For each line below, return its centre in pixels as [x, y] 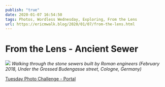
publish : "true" [22, 10]
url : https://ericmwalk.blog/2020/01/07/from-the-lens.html [70, 24]
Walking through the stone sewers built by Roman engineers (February [86, 64]
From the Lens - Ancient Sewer [72, 49]
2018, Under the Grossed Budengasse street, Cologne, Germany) [74, 69]
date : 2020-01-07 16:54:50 [34, 15]
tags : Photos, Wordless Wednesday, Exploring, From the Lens [71, 19]
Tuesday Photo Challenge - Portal [41, 79]
